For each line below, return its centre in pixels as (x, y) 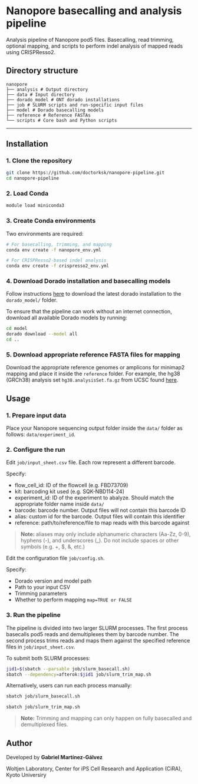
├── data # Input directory (41, 95)
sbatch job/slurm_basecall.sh (43, 696)
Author (19, 743)
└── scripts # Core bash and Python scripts (62, 120)
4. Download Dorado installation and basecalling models (88, 281)
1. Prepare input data (36, 415)
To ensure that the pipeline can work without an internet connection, (89, 312)
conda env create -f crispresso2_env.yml (58, 266)
